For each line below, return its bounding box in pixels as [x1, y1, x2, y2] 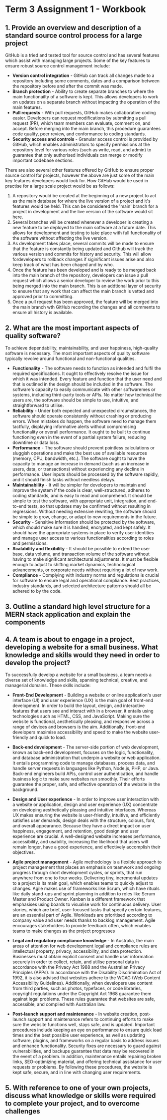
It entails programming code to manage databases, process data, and [12, 760, 155, 766]
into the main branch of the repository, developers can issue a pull [12, 272, 148, 278]
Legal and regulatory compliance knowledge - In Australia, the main [12, 938, 154, 944]
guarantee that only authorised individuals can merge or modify [12, 152, 143, 158]
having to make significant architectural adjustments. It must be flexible [12, 556, 159, 562]
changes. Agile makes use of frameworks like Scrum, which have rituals [12, 885, 160, 892]
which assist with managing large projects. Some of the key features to [5, 57, 151, 63]
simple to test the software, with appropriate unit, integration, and [12, 498, 147, 504]
